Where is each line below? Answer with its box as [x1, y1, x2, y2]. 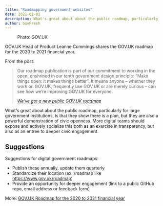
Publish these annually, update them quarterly [12, 165, 105, 171]
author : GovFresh [5, 21, 41, 26]
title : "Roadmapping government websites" [5, 7, 93, 12]
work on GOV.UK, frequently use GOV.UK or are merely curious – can [17, 84, 156, 90]
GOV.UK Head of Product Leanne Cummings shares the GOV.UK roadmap [5, 44, 153, 49]
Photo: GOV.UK [17, 34, 48, 40]
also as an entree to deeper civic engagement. [5, 128, 99, 135]
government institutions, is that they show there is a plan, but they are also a [5, 113, 159, 119]
